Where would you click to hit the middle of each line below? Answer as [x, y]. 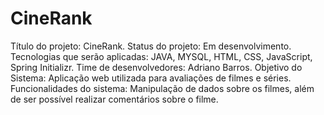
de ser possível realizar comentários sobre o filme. [114, 99]
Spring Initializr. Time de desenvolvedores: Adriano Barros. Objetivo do [156, 67]
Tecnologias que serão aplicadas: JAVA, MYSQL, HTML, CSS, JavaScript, [161, 56]
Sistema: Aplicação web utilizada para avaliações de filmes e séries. [151, 78]
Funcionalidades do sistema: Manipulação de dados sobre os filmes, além [162, 88]
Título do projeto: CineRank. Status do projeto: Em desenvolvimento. [151, 46]
